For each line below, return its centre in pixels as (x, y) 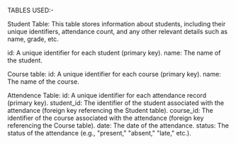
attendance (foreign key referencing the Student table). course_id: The (111, 110)
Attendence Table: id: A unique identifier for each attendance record (107, 95)
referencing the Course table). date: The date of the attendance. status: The (118, 126)
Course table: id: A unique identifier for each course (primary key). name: (114, 74)
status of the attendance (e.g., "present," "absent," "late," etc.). (99, 133)
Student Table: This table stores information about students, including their (117, 24)
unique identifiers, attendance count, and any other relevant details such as (118, 32)
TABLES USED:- (31, 10)
